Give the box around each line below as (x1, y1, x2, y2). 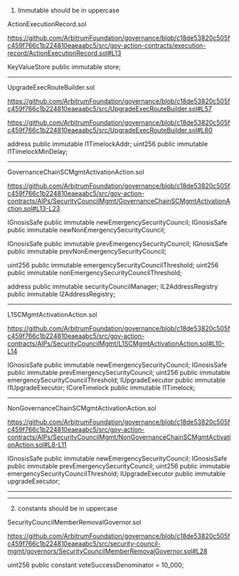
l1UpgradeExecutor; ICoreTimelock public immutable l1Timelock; (7, 384, 196, 391)
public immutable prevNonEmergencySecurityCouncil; (7, 247, 167, 255)
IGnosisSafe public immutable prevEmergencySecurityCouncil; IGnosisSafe (7, 240, 228, 248)
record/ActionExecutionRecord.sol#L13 (7, 49, 122, 57)
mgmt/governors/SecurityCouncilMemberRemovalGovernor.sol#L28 (7, 547, 208, 555)
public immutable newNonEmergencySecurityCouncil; (7, 226, 166, 234)
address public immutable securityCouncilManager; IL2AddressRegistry (7, 282, 218, 291)
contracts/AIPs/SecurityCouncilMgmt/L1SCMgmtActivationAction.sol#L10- (7, 339, 225, 348)
